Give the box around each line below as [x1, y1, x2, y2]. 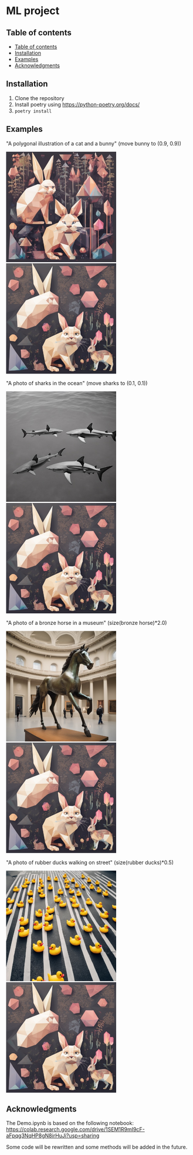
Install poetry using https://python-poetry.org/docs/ [14, 101, 140, 108]
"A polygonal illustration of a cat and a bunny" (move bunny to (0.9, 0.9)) [6, 140, 182, 147]
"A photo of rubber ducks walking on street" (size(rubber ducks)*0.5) [6, 859, 174, 866]
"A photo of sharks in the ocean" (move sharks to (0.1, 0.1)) [6, 379, 148, 386]
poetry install [14, 108, 52, 114]
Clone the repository [14, 94, 65, 101]
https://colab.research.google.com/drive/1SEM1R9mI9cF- [6, 1126, 145, 1133]
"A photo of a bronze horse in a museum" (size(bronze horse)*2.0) [6, 619, 167, 626]
